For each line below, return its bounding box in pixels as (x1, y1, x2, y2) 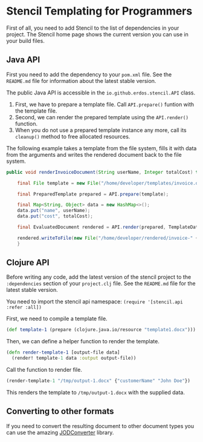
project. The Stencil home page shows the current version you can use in (6, 30, 188, 38)
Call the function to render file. (6, 366, 83, 374)
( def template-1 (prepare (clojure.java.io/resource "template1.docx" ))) (6, 327, 196, 333)
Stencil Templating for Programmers (6, 4, 193, 18)
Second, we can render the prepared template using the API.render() (14, 113, 189, 120)
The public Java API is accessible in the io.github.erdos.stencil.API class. (6, 89, 195, 96)
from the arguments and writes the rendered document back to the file (6, 151, 182, 158)
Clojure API (6, 257, 50, 268)
